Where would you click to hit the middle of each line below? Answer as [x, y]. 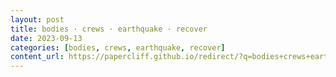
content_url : [37, 57]
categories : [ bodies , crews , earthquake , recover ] [118, 47]
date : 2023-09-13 [46, 38]
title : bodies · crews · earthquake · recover [109, 29]
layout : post [37, 19]
